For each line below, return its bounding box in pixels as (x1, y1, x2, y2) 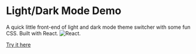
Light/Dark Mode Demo (6, 4, 122, 18)
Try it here (6, 41, 31, 48)
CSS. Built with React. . (6, 29, 81, 36)
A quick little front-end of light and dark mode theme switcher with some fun (6, 23, 191, 31)
